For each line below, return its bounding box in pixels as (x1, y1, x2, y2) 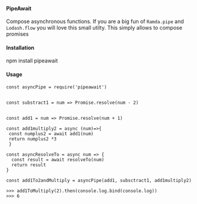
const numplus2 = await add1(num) (8, 130, 94, 136)
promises (6, 30, 29, 38)
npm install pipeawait (6, 57, 58, 65)
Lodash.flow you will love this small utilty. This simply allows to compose (6, 24, 182, 31)
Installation (6, 44, 34, 51)
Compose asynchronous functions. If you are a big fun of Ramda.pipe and (6, 18, 185, 25)
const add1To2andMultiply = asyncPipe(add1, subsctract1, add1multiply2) (6, 177, 192, 183)
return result (11, 162, 46, 168)
